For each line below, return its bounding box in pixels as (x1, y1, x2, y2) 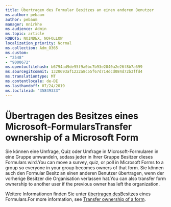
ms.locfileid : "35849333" (5, 88, 60, 93)
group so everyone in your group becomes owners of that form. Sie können (5, 165, 164, 171)
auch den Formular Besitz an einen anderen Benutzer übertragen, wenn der (5, 170, 164, 176)
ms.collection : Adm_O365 (5, 45, 58, 50)
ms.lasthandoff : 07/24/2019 (5, 83, 65, 88)
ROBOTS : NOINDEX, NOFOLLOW (5, 36, 63, 41)
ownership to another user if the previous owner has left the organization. (5, 181, 160, 187)
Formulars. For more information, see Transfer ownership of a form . (5, 196, 146, 202)
